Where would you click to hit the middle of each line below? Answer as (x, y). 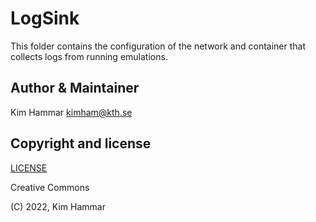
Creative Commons (50, 187)
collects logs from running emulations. (89, 56)
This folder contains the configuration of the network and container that (158, 46)
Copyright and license (81, 143)
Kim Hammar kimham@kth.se (71, 112)
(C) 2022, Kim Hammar (58, 206)
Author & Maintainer (75, 88)
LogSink (45, 18)
